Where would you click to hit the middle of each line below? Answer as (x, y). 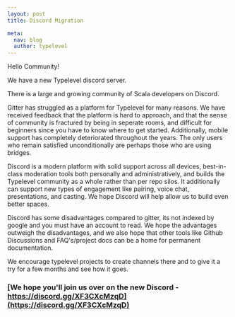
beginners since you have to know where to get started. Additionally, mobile (117, 130)
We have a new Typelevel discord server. (67, 80)
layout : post (26, 14)
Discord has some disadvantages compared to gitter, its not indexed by (111, 218)
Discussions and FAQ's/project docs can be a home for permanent (104, 241)
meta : (15, 33)
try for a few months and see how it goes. (68, 269)
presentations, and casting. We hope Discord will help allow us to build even (118, 197)
